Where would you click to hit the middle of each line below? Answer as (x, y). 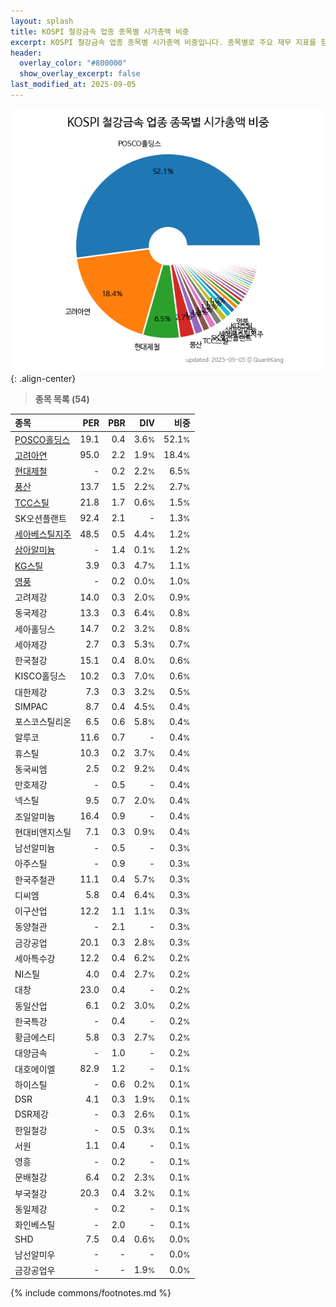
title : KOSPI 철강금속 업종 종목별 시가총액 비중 (100, 31)
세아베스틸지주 (43, 534)
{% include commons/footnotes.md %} (91, 1293)
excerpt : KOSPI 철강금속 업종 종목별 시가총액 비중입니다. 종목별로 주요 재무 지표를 (163, 42)
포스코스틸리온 (43, 722)
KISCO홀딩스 (40, 676)
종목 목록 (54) (62, 399)
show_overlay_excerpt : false (80, 74)
